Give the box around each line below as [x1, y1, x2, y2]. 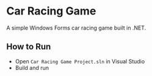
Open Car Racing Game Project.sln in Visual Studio [15, 57, 145, 65]
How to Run [6, 42, 51, 52]
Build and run [15, 64, 49, 71]
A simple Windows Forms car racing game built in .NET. [6, 24, 147, 31]
